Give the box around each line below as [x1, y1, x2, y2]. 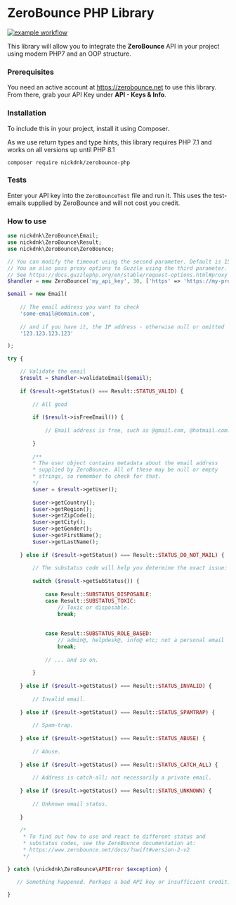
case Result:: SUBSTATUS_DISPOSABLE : [44, 591, 152, 598]
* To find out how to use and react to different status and [22, 833, 206, 840]
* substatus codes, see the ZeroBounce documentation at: [22, 840, 197, 847]
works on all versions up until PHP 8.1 [7, 145, 115, 154]
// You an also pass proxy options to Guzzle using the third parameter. [7, 264, 228, 272]
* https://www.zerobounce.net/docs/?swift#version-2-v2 [22, 846, 190, 854]
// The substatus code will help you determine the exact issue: [32, 565, 228, 572]
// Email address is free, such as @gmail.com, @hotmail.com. [44, 427, 231, 434]
